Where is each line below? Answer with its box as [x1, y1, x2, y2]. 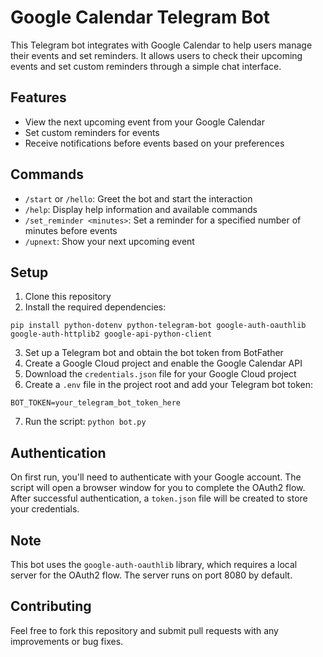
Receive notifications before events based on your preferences [24, 137, 285, 149]
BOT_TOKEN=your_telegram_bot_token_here [10, 398, 182, 408]
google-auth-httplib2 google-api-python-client [10, 329, 213, 340]
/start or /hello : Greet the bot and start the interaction [24, 192, 253, 205]
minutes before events [24, 224, 118, 236]
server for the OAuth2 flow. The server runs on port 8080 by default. [10, 569, 293, 581]
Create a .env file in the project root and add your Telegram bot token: [24, 379, 313, 391]
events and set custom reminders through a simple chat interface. [10, 60, 282, 72]
